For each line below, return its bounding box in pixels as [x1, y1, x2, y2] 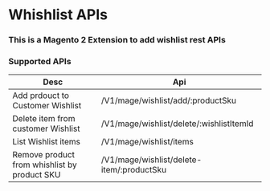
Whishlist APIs [8, 6, 108, 24]
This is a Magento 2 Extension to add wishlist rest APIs [8, 35, 227, 46]
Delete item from [12, 113, 76, 124]
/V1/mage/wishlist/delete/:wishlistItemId [100, 118, 254, 129]
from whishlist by [12, 159, 78, 170]
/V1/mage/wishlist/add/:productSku [100, 95, 237, 106]
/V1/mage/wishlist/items [100, 136, 194, 148]
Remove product [12, 149, 75, 161]
